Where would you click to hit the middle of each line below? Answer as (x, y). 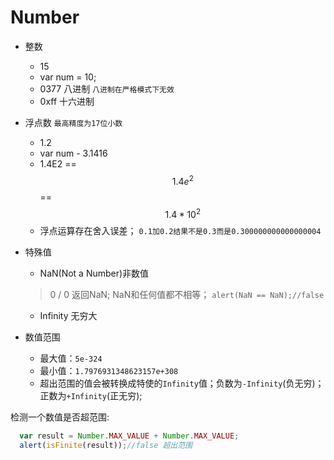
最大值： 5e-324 (71, 358)
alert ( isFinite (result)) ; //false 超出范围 (106, 446)
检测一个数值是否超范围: (60, 417)
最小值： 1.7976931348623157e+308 (109, 371)
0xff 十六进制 (67, 101)
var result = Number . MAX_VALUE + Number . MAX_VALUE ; (129, 436)
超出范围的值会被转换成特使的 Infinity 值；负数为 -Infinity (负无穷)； (182, 383)
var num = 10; (68, 77)
